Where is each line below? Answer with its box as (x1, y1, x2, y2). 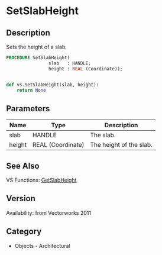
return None (17, 87, 46, 93)
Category (6, 227, 42, 237)
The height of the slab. (90, 141, 153, 149)
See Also (6, 161, 40, 171)
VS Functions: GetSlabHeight (6, 176, 77, 183)
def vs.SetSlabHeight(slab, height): (6, 82, 99, 88)
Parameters (6, 104, 50, 114)
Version (6, 193, 35, 204)
